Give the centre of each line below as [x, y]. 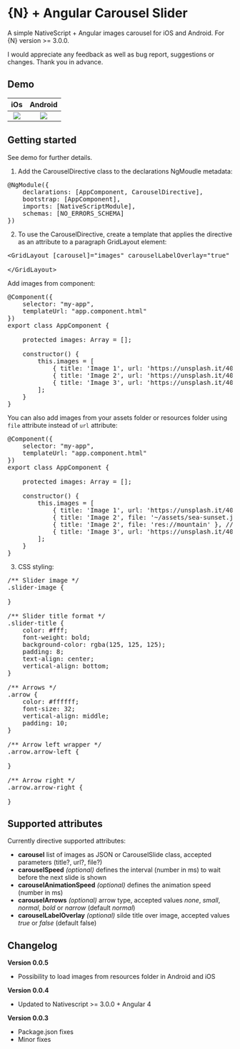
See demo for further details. [50, 157]
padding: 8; [43, 652]
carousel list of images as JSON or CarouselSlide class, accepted [115, 855]
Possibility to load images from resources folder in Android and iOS [116, 977]
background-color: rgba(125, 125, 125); [94, 644]
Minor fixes [34, 1040]
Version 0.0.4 [28, 990]
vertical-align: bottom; [66, 666]
